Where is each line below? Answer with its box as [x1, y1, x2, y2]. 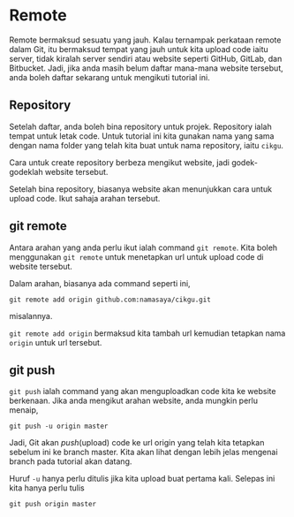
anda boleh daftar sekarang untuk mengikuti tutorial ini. [9, 72, 210, 82]
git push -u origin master [9, 422, 109, 431]
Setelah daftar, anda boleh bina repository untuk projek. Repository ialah [9, 121, 272, 132]
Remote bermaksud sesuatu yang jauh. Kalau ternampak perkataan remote [9, 34, 282, 45]
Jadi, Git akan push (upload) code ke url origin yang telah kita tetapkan [9, 437, 265, 448]
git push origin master [9, 500, 97, 509]
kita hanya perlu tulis [9, 483, 86, 493]
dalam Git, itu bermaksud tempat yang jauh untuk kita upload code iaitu [9, 43, 269, 54]
